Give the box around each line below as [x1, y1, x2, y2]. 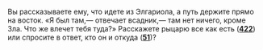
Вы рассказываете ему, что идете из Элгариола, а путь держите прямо [7, 7, 255, 16]
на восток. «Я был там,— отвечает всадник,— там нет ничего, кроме [7, 15, 247, 25]
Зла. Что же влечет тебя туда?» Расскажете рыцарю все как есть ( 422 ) [7, 24, 256, 33]
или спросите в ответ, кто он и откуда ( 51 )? [7, 32, 157, 42]
